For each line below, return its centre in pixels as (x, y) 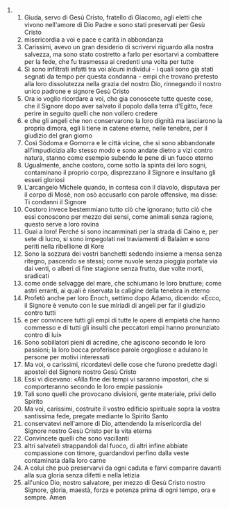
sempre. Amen (45, 497)
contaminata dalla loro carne (65, 460)
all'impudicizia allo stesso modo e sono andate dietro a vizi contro (118, 150)
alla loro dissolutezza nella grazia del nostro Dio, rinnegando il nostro (123, 84)
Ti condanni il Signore (55, 202)
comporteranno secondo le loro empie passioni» (93, 386)
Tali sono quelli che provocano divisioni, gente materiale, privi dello (120, 394)
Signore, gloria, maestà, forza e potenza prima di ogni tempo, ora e (120, 490)
